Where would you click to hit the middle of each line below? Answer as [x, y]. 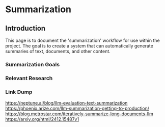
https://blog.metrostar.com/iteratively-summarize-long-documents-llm [79, 114]
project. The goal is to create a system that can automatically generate [79, 46]
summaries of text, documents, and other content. [58, 51]
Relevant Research [29, 78]
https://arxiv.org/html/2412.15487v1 [42, 119]
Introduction [25, 28]
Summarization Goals [33, 64]
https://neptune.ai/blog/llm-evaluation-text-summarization [66, 103]
